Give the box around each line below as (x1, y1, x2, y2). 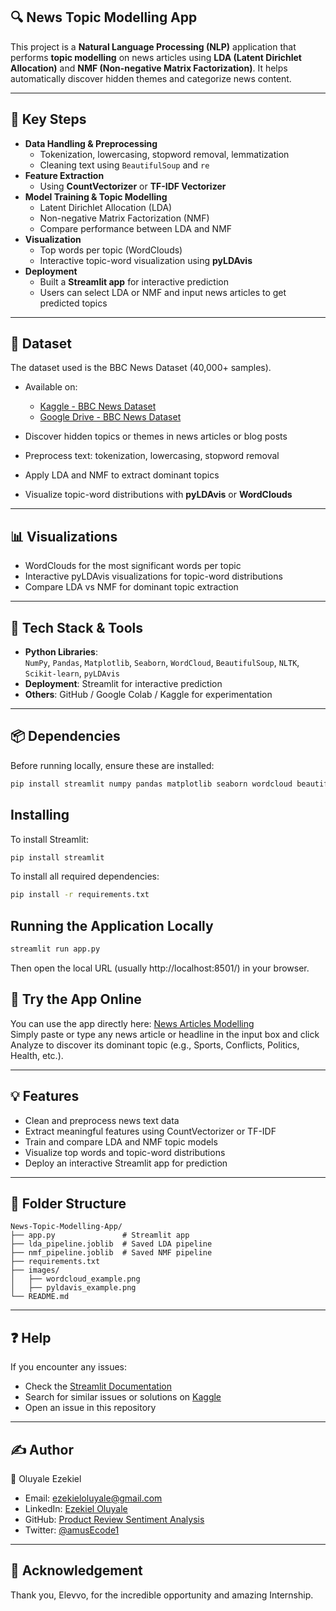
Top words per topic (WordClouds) (39, 244, 183, 256)
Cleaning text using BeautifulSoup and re (39, 159, 210, 171)
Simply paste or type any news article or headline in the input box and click (10, 1028, 320, 1040)
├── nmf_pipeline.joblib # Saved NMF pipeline (10, 1248, 213, 1258)
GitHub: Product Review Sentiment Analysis (24, 1514, 205, 1526)
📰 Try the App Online (10, 991, 142, 1008)
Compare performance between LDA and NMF (39, 222, 233, 234)
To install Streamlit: (10, 833, 89, 845)
